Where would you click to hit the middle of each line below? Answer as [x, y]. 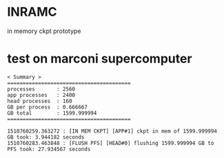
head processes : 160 [40, 101]
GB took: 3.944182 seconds [46, 137]
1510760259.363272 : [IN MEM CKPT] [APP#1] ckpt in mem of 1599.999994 [112, 131]
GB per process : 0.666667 [48, 107]
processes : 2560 [41, 89]
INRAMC [32, 12]
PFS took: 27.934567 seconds [49, 149]
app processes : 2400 [41, 95]
